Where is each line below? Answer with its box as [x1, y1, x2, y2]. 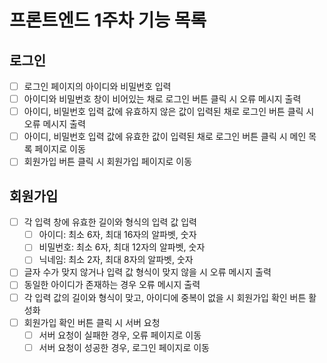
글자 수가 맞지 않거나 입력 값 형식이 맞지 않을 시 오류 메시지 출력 [23, 266, 272, 278]
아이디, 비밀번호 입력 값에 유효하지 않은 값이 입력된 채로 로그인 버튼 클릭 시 [23, 106, 315, 118]
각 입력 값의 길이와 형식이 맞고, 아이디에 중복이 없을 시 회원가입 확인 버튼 [23, 291, 307, 303]
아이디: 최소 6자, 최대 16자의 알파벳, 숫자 [38, 229, 197, 241]
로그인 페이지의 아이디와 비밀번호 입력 [23, 81, 172, 92]
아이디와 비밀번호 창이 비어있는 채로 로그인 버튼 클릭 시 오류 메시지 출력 [23, 93, 302, 105]
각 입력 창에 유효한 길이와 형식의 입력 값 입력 [23, 216, 198, 228]
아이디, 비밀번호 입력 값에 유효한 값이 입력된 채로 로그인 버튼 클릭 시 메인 [23, 131, 307, 143]
